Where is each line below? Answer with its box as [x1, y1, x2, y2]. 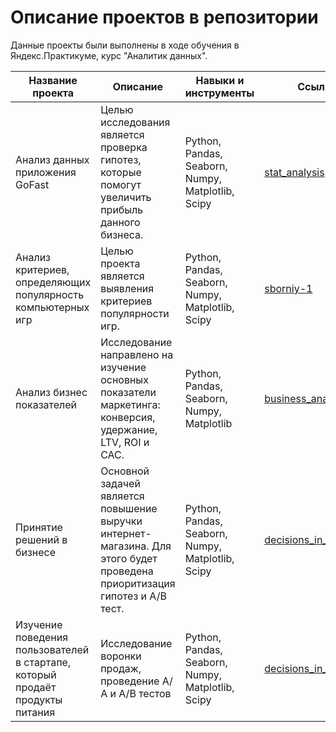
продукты [15, 692, 63, 706]
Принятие [15, 520, 63, 534]
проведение [100, 674, 160, 688]
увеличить [100, 190, 152, 204]
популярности [100, 306, 170, 320]
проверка [100, 140, 148, 154]
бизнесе [15, 545, 57, 559]
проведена [100, 564, 154, 578]
